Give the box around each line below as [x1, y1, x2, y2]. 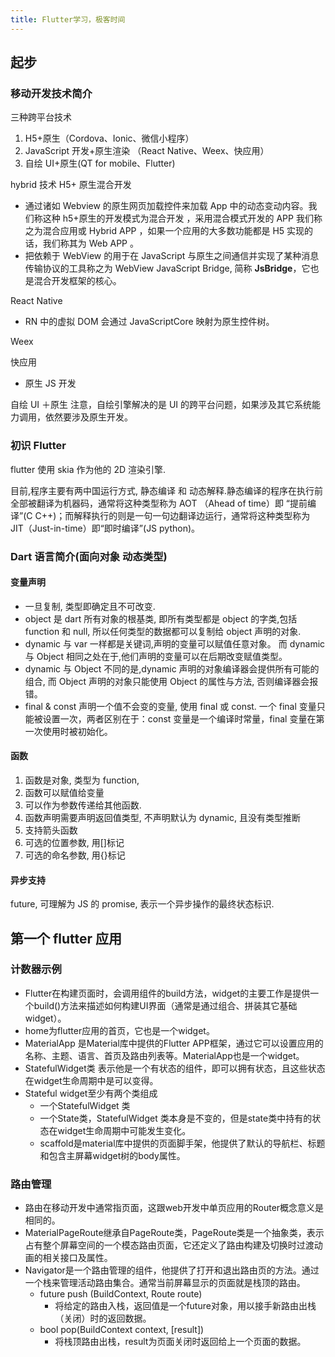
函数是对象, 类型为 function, [24, 774, 140, 786]
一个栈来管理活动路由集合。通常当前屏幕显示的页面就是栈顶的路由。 [24, 1277, 306, 1289]
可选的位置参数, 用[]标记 [24, 836, 125, 848]
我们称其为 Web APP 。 [42, 237, 139, 250]
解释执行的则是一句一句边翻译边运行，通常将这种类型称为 [73, 509, 311, 521]
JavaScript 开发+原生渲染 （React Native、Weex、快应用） [24, 145, 270, 157]
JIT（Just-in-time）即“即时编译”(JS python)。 [10, 522, 201, 534]
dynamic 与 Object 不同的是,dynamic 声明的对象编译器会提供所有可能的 [24, 662, 320, 675]
